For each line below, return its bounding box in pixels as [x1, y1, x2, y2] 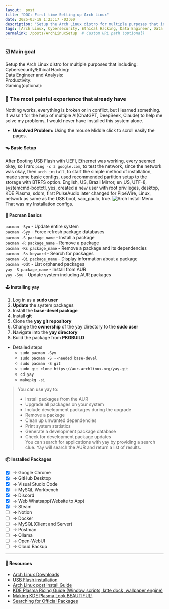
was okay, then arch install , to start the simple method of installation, [5, 168, 152, 174]
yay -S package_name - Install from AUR [5, 266, 87, 272]
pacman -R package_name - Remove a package [5, 240, 99, 246]
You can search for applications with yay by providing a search [25, 439, 156, 445]
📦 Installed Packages [5, 456, 52, 462]
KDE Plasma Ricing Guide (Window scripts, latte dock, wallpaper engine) [12, 587, 163, 594]
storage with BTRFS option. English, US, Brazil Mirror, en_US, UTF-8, [5, 179, 147, 185]
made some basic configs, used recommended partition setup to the [5, 174, 147, 180]
